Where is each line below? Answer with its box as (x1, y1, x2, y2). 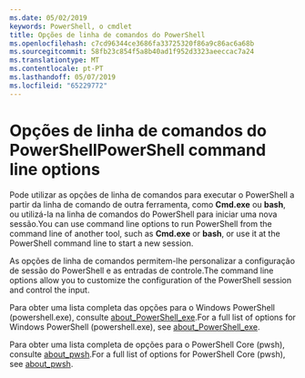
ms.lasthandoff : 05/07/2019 (9, 73, 117, 82)
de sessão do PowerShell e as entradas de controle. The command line (9, 265, 274, 276)
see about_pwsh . (9, 358, 74, 369)
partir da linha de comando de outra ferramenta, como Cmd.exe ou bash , (9, 199, 286, 209)
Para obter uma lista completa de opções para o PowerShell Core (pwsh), (9, 339, 285, 350)
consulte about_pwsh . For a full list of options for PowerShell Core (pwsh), (9, 348, 286, 360)
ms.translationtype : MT (9, 56, 100, 65)
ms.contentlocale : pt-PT (9, 65, 104, 74)
